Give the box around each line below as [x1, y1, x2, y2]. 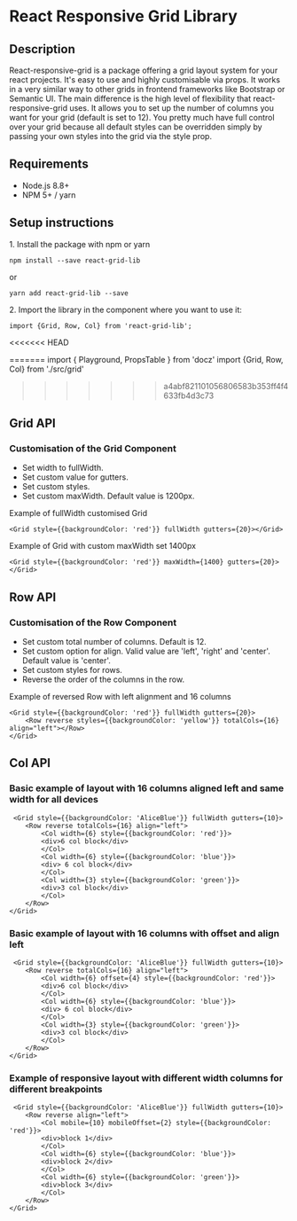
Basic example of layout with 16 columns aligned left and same [9, 782, 285, 794]
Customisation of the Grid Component [9, 442, 177, 454]
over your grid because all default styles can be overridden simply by [9, 121, 263, 132]
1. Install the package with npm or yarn [9, 239, 151, 249]
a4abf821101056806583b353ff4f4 [163, 380, 289, 391]
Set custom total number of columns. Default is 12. [21, 637, 207, 646]
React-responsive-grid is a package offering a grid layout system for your [9, 65, 278, 75]
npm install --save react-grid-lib [9, 255, 141, 265]
